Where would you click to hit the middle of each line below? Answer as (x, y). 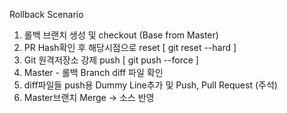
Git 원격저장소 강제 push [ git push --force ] (111, 60)
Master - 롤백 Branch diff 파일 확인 (93, 72)
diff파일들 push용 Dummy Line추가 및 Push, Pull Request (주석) (150, 85)
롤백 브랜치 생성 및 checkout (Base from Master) (121, 35)
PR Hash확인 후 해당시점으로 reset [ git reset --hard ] (130, 47)
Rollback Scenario (46, 14)
